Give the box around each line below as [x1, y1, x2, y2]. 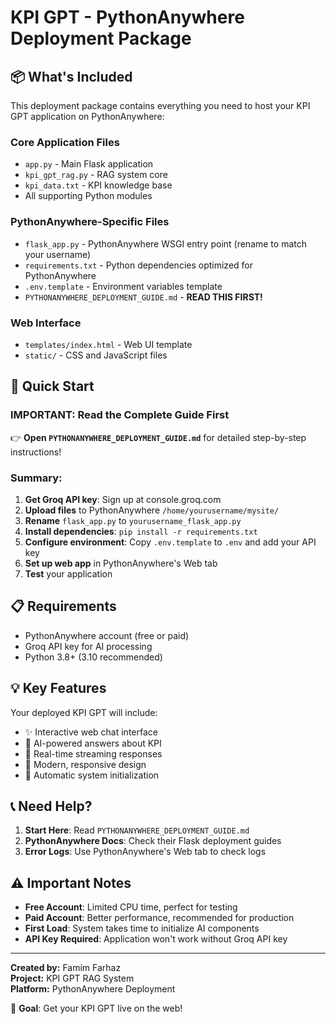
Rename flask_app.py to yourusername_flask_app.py [24, 514, 242, 526]
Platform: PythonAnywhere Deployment [10, 983, 176, 995]
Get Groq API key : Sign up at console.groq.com [24, 493, 222, 505]
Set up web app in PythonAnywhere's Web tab [24, 557, 218, 569]
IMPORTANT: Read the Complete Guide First [10, 408, 230, 422]
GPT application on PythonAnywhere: [10, 111, 165, 122]
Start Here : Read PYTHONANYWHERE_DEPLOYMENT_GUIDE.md [24, 824, 250, 836]
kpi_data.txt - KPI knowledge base [24, 179, 173, 191]
